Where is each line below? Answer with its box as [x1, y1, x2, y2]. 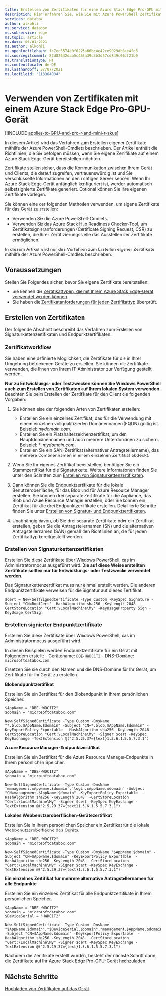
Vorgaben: [5, 396, 26, 402]
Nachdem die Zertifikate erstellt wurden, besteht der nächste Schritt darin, [5, 953, 157, 959]
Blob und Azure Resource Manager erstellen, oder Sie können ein [12, 498, 146, 503]
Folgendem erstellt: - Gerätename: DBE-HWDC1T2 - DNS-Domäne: [5, 653, 134, 659]
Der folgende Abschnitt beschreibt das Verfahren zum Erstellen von [5, 327, 143, 332]
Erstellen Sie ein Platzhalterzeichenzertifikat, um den [19, 431, 127, 437]
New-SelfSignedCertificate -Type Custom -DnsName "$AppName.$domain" [5, 850, 152, 855]
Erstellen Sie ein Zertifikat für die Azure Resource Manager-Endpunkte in [5, 754, 153, 760]
